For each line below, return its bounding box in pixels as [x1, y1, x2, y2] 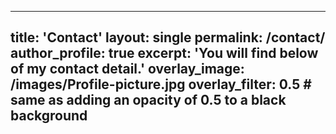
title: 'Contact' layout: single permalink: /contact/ [10, 29, 326, 46]
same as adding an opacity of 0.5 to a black [10, 92, 287, 109]
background [10, 107, 88, 125]
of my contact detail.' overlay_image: [10, 61, 245, 78]
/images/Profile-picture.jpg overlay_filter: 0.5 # [10, 76, 312, 93]
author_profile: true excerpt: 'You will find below [10, 45, 319, 62]
